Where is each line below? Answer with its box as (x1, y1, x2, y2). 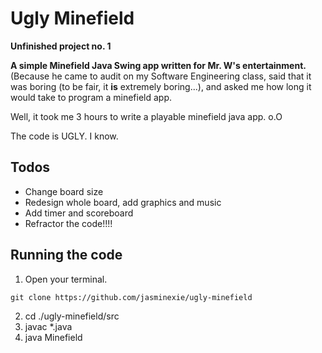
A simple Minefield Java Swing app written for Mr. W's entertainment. (10, 59, 307, 71)
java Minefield (24, 331, 83, 343)
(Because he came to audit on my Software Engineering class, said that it (10, 70, 312, 82)
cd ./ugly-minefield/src (24, 310, 120, 322)
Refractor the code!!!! (24, 217, 113, 229)
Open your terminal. (24, 273, 108, 285)
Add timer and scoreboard (24, 207, 134, 219)
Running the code (10, 247, 123, 264)
